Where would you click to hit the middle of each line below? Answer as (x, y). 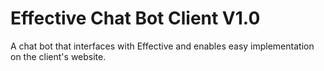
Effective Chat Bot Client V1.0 (135, 18)
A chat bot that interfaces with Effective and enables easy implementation (162, 46)
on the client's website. (58, 56)
